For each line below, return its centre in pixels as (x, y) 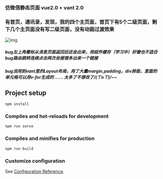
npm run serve (19, 126)
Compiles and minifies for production (50, 139)
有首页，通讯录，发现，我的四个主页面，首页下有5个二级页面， (79, 22)
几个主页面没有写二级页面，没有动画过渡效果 (62, 29)
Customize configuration (35, 161)
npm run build (19, 149)
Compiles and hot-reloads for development (57, 116)
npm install (17, 104)
